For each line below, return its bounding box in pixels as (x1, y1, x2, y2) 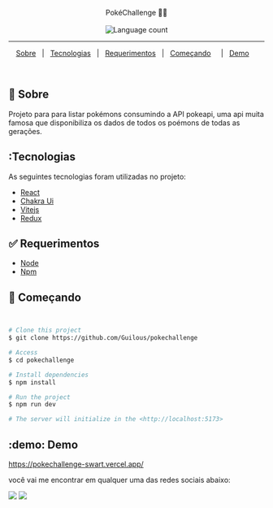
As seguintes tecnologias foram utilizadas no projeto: (8, 172, 187, 181)
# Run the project (8, 393, 71, 402)
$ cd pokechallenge (8, 356, 75, 364)
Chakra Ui (19, 196, 54, 206)
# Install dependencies (8, 371, 89, 379)
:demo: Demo (8, 437, 79, 451)
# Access (8, 349, 38, 357)
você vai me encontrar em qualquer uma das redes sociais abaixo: (8, 475, 231, 484)
